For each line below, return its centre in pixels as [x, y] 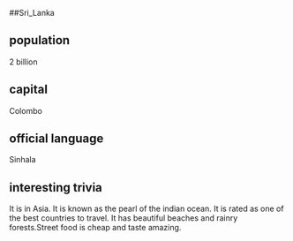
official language [56, 139]
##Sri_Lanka [32, 13]
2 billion [23, 62]
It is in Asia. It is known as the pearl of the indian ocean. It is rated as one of [146, 209]
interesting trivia [56, 188]
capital [29, 90]
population [40, 40]
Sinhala [23, 160]
